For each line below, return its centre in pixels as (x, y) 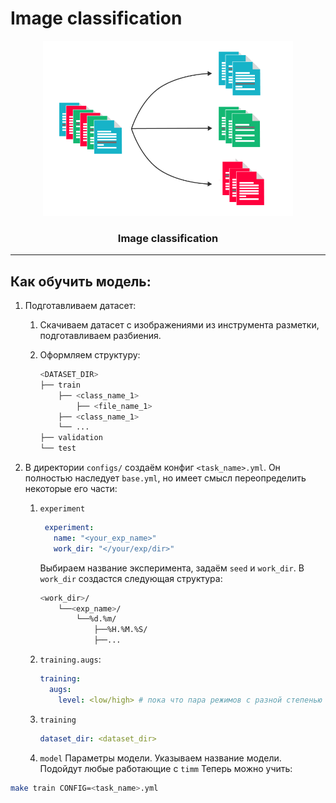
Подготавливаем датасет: (80, 306)
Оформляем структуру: (90, 355)
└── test (58, 448)
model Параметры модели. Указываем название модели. (160, 758)
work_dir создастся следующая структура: (131, 578)
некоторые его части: (71, 489)
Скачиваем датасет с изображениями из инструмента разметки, (179, 325)
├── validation (71, 438)
